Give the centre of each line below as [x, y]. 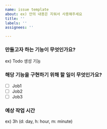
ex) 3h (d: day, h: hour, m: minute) [39, 121]
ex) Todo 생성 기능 [23, 61]
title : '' [15, 18]
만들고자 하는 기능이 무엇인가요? [40, 50]
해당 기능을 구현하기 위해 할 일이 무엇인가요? [53, 75]
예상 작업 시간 [20, 111]
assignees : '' [19, 28]
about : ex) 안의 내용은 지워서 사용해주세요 [44, 14]
